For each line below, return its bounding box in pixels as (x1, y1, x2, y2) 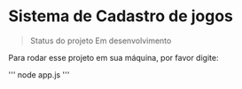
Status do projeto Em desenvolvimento (29, 35, 172, 46)
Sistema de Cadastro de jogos (8, 6, 234, 26)
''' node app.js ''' (8, 69, 70, 80)
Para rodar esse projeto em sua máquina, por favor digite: (8, 52, 219, 63)
